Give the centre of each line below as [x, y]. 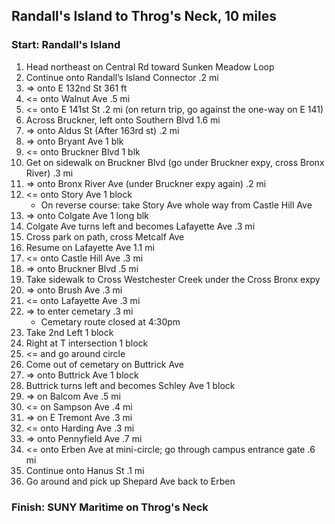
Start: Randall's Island [66, 45]
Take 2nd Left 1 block [69, 332]
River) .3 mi [49, 173]
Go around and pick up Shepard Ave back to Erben [130, 481]
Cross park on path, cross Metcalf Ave [105, 236]
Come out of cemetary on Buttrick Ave [104, 364]
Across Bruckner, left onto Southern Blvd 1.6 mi [123, 120]
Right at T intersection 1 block [87, 343]
